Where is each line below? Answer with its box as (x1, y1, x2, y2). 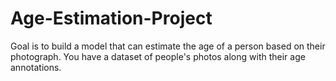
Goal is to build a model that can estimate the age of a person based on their (10, 40, 326, 52)
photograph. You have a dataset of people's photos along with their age (10, 50, 306, 62)
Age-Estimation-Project (10, 7, 213, 30)
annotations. (10, 61, 62, 73)
